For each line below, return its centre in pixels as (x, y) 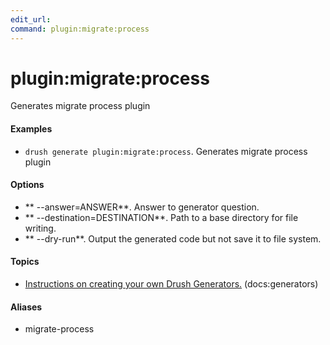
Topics (25, 262)
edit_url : (31, 19)
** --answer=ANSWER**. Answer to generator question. (142, 207)
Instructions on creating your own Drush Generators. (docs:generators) (171, 284)
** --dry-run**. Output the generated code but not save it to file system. (173, 238)
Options (27, 185)
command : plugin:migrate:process (80, 29)
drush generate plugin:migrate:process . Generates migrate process (166, 151)
